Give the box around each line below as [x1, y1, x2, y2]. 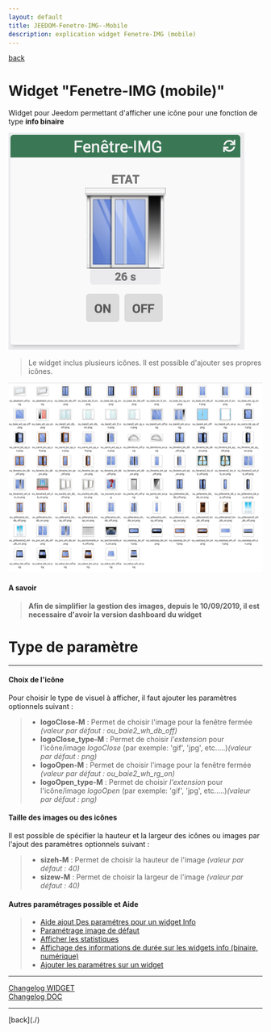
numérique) [40, 951, 79, 961]
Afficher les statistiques [40, 934, 119, 944]
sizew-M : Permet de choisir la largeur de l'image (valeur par [40, 872, 244, 882]
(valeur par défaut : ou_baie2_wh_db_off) [40, 725, 177, 735]
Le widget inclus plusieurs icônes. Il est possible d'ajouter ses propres [27, 358, 262, 367]
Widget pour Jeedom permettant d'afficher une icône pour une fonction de [8, 108, 258, 118]
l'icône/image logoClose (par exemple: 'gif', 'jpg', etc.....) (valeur [40, 743, 252, 753]
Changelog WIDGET [8, 984, 75, 993]
